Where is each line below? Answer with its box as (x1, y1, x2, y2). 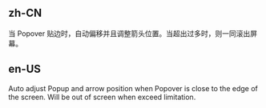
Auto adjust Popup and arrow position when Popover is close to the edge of (8, 83, 258, 93)
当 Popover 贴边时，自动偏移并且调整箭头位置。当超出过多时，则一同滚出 (8, 28, 251, 38)
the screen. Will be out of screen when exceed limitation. (8, 92, 196, 102)
